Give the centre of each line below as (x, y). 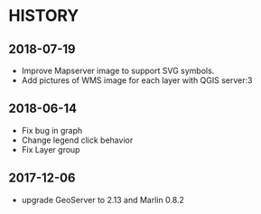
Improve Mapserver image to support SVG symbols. (118, 70)
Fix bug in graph (52, 130)
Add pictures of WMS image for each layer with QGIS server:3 (137, 80)
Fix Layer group (51, 149)
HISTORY (44, 16)
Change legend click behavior (77, 140)
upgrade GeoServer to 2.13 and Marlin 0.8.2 (103, 200)
